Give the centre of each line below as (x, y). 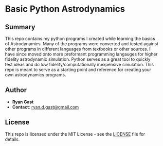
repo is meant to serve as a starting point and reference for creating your (78, 70)
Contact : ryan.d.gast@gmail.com (45, 107)
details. (12, 139)
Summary (20, 27)
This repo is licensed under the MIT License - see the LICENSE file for (75, 134)
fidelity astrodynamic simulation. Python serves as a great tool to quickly (78, 59)
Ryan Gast (23, 102)
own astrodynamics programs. (36, 75)
